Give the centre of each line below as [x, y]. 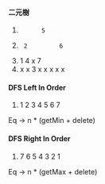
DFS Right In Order [39, 138]
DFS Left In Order [37, 87]
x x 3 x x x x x [42, 69]
